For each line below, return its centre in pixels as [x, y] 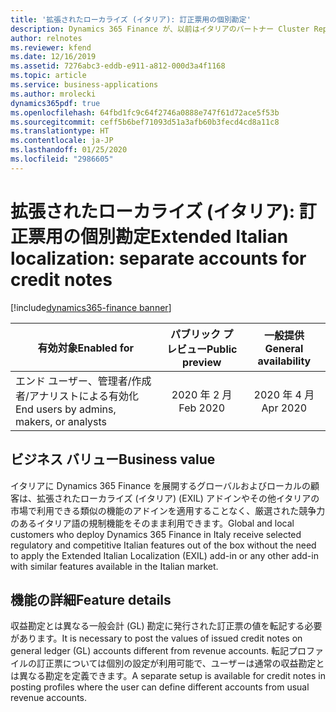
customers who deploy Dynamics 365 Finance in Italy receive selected [156, 534]
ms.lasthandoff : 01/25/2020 [69, 150]
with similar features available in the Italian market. [114, 566]
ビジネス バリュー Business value [113, 459]
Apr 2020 [284, 408]
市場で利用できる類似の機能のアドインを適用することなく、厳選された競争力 [168, 510]
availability [284, 361]
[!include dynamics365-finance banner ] [91, 307]
